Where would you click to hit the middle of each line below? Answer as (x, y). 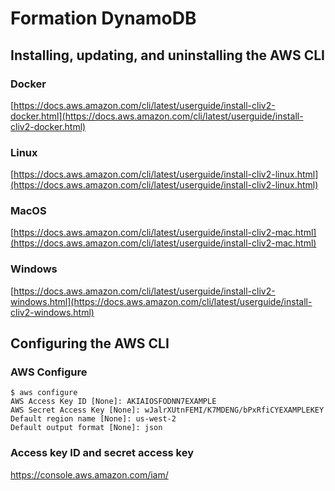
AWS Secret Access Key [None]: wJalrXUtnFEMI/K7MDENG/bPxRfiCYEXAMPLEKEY (167, 410)
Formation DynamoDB (103, 18)
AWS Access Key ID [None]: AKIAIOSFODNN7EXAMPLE (113, 402)
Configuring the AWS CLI (90, 343)
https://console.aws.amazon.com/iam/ (89, 474)
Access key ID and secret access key (102, 453)
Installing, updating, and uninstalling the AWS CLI (167, 55)
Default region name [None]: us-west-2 (93, 419)
